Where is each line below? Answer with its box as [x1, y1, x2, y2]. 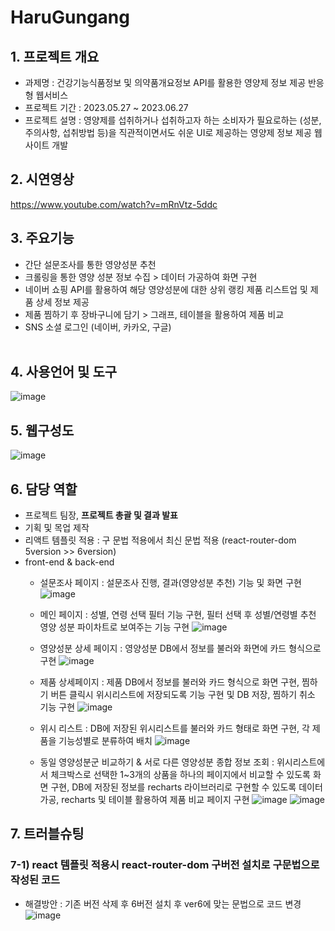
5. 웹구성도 [10, 422, 75, 439]
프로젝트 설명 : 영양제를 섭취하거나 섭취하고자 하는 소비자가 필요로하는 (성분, [24, 114, 322, 126]
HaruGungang [10, 6, 130, 29]
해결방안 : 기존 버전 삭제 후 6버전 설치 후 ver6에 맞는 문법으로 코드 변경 [24, 897, 302, 910]
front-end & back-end [24, 556, 115, 568]
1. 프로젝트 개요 [10, 48, 100, 65]
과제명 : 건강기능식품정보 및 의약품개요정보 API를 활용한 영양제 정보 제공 [24, 77, 307, 88]
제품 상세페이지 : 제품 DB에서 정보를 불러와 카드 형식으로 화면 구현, [39, 676, 300, 688]
